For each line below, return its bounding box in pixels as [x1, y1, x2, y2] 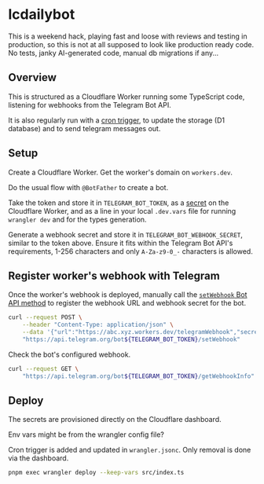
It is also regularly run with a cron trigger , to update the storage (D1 [8, 115, 225, 125]
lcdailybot [8, 5, 75, 24]
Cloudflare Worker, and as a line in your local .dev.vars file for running [8, 206, 236, 215]
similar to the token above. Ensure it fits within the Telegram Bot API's [8, 238, 233, 247]
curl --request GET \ [8, 365, 79, 372]
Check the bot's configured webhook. [8, 350, 131, 359]
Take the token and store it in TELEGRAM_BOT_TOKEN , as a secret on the [8, 198, 229, 207]
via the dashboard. [8, 453, 69, 463]
